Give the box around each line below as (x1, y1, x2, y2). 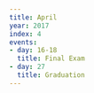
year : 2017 (9, 21, 50, 30)
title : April (9, 12, 58, 22)
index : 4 (9, 29, 42, 38)
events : (9, 37, 38, 47)
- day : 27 (9, 63, 46, 72)
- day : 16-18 (9, 46, 58, 55)
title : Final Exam (17, 54, 86, 63)
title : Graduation (17, 71, 86, 80)
